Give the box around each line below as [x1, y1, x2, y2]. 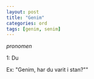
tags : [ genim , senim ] [6, 26, 61, 32]
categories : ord [6, 20, 47, 26]
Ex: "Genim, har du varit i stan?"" [6, 66, 89, 74]
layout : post [6, 9, 39, 15]
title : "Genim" [6, 15, 45, 21]
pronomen [6, 43, 32, 50]
